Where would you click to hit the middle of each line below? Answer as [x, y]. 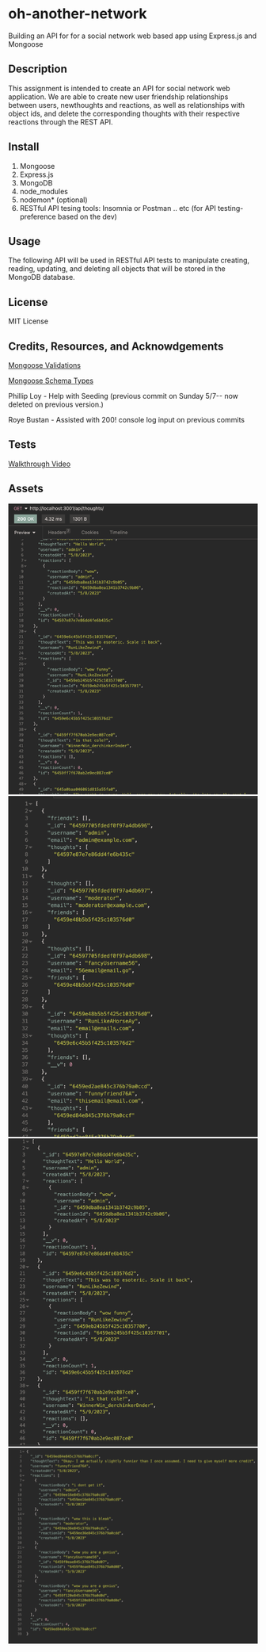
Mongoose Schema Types [51, 380]
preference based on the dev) [68, 216]
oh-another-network [78, 14]
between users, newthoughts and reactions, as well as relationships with [127, 105]
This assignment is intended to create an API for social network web [120, 88]
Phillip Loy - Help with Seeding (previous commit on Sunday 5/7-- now [123, 396]
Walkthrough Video [40, 464]
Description [38, 69]
